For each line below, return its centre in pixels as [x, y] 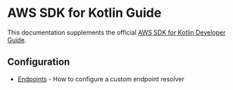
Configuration [39, 62]
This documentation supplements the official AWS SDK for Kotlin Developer [116, 32]
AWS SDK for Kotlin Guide [84, 13]
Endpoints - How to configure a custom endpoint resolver [101, 79]
